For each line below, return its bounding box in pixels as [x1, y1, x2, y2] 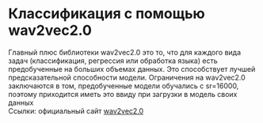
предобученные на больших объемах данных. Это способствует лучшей [8, 64, 256, 73]
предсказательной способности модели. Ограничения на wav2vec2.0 [8, 73, 246, 82]
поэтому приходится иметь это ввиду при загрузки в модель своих [8, 89, 238, 99]
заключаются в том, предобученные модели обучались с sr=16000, [8, 80, 239, 91]
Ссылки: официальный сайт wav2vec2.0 [8, 106, 144, 115]
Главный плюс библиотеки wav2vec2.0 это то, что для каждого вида [8, 47, 242, 57]
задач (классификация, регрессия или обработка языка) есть [8, 56, 218, 65]
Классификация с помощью [8, 5, 206, 23]
